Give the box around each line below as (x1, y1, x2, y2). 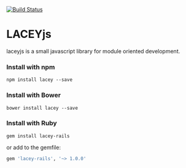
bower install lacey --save (6, 105, 79, 111)
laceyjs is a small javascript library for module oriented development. (6, 47, 180, 55)
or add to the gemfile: (6, 143, 61, 151)
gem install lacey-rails (6, 132, 70, 139)
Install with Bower (6, 91, 61, 99)
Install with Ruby (6, 119, 57, 128)
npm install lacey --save (6, 77, 72, 83)
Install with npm (6, 63, 55, 71)
